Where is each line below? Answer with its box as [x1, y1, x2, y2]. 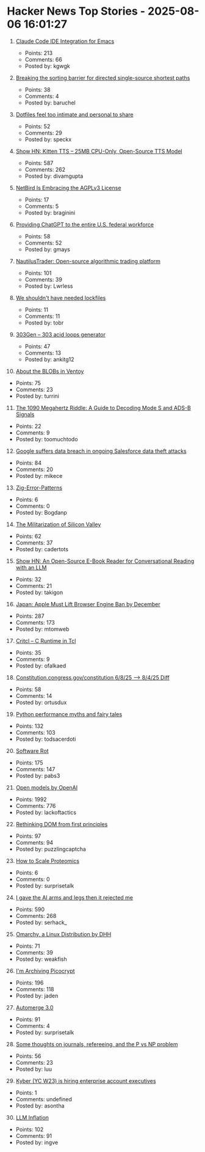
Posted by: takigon [15, 589, 63, 596]
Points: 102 [15, 1126, 44, 1133]
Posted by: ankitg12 [24, 356, 74, 363]
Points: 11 [24, 306, 48, 313]
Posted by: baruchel [24, 99, 76, 106]
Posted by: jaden [15, 992, 59, 999]
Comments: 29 [24, 129, 63, 136]
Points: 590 [15, 906, 45, 913]
